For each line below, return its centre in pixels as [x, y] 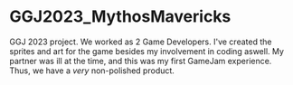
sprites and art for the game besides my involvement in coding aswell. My [147, 51]
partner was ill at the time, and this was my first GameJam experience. [141, 61]
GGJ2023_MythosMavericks [120, 17]
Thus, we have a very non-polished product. [92, 71]
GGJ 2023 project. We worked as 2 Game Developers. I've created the [141, 42]
